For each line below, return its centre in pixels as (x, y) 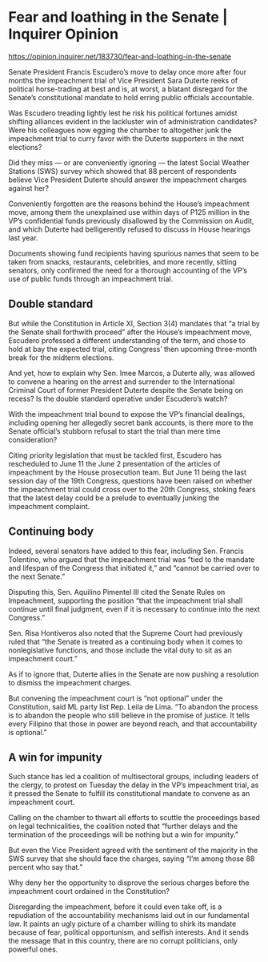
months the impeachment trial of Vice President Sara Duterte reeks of (123, 80)
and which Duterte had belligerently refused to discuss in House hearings (130, 229)
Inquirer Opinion (63, 34)
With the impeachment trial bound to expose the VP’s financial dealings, (127, 414)
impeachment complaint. (49, 506)
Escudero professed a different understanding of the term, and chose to (127, 340)
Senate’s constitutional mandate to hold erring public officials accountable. (131, 97)
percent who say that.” (46, 867)
